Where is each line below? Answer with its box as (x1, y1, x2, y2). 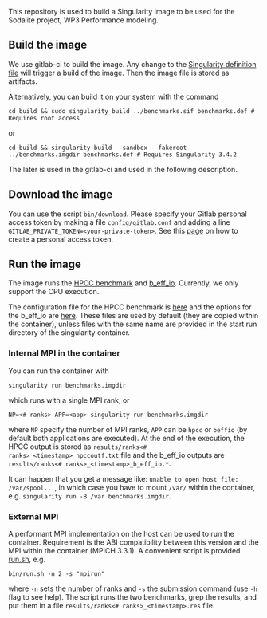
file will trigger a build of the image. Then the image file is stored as (8, 68, 230, 77)
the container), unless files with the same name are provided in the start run (8, 319, 257, 329)
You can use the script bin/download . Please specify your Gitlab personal (8, 209, 247, 218)
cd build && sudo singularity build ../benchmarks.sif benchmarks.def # (8, 107, 255, 115)
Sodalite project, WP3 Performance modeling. (8, 15, 159, 25)
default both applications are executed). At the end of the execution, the (8, 433, 245, 443)
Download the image (8, 187, 113, 202)
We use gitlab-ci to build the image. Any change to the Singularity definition (8, 59, 257, 69)
